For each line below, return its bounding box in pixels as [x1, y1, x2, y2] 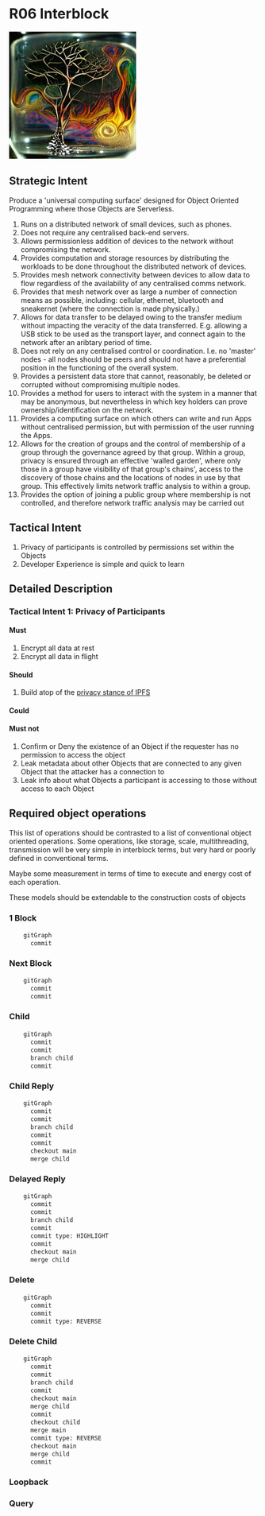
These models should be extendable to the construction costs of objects [9, 892, 247, 902]
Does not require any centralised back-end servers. [20, 227, 190, 237]
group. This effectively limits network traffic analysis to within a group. [20, 481, 251, 490]
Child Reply [9, 1080, 55, 1091]
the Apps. [20, 430, 52, 440]
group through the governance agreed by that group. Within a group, [20, 447, 246, 457]
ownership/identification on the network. [20, 405, 154, 414]
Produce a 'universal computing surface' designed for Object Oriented [9, 196, 240, 205]
